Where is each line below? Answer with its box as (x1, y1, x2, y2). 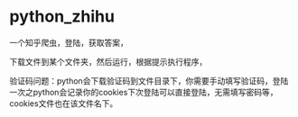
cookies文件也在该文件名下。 (9, 97, 118, 109)
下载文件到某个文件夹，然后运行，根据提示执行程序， (9, 56, 208, 67)
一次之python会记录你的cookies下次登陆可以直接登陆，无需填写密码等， (9, 86, 278, 97)
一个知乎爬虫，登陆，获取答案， (9, 37, 128, 48)
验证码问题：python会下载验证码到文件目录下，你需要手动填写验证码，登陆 (9, 75, 289, 86)
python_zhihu (9, 6, 116, 27)
